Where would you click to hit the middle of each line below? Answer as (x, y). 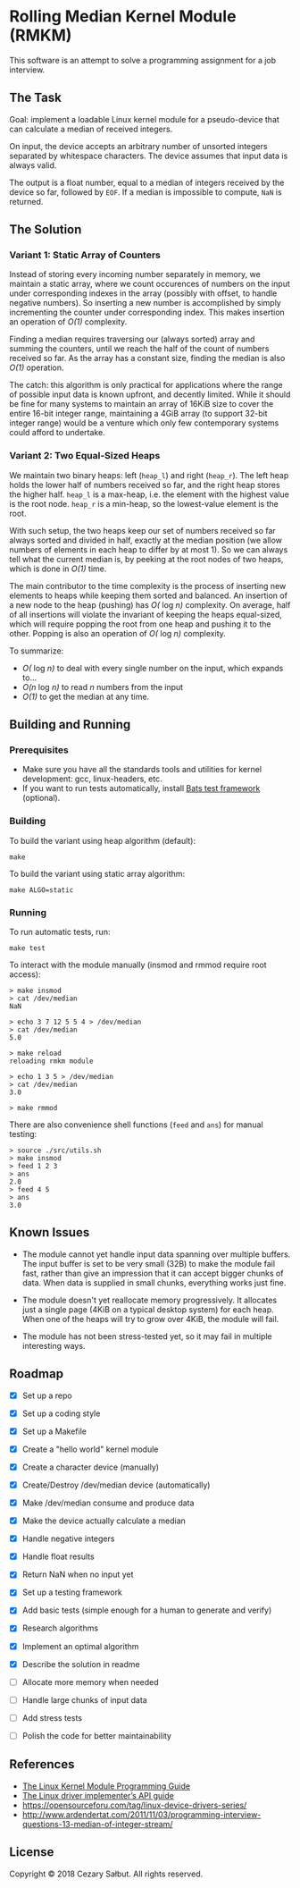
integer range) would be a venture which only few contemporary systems (144, 423)
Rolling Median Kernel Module (123, 17)
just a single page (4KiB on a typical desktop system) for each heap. (148, 1309)
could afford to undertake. (57, 433)
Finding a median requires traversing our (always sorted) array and (132, 339)
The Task (36, 98)
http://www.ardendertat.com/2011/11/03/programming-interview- (142, 1814)
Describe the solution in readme (81, 1664)
